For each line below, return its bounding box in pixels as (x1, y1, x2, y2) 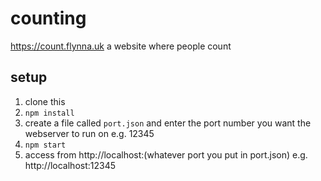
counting (10, 7, 87, 30)
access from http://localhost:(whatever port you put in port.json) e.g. (24, 148, 308, 161)
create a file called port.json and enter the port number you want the (24, 117, 312, 129)
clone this (24, 95, 66, 107)
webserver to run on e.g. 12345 (24, 127, 155, 139)
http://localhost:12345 (24, 159, 117, 171)
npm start (24, 140, 67, 150)
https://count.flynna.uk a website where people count (10, 40, 232, 52)
